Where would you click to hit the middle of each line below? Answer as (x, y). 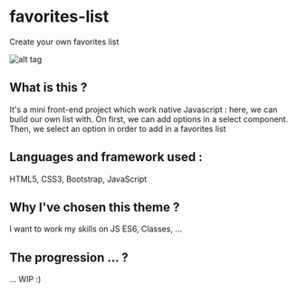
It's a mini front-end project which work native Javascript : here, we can (144, 109)
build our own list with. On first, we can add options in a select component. (149, 118)
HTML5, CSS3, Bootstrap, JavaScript (78, 179)
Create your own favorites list (64, 42)
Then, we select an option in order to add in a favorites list (118, 128)
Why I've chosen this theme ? (95, 207)
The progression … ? (69, 257)
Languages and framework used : (106, 157)
